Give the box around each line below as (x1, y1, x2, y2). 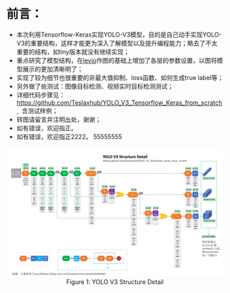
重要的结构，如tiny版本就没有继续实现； (16, 48, 130, 56)
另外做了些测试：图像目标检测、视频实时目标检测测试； (16, 82, 174, 90)
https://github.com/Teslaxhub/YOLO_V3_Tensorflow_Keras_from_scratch (16, 98, 222, 107)
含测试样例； (21, 106, 59, 114)
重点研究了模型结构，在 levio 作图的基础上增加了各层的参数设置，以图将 (16, 56, 218, 64)
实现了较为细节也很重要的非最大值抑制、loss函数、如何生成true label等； (16, 73, 224, 81)
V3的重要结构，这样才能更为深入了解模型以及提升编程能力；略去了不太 (16, 39, 218, 47)
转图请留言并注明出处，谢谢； (16, 115, 101, 123)
